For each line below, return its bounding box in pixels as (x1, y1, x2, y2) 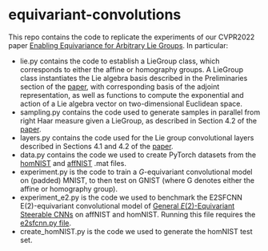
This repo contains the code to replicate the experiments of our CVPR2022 (8, 32, 255, 42)
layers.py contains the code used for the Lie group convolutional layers (19, 132, 254, 142)
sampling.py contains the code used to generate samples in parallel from (19, 107, 261, 117)
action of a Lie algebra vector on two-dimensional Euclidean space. (19, 99, 242, 108)
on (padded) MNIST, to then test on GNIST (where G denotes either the (19, 175, 254, 185)
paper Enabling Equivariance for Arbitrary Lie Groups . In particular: (8, 40, 229, 50)
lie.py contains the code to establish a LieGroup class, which (19, 56, 220, 66)
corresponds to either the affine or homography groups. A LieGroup (19, 64, 244, 74)
